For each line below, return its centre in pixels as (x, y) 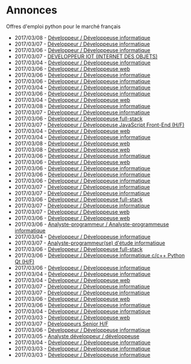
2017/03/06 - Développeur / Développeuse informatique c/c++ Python (100, 255)
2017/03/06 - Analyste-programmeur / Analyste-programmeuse (92, 224)
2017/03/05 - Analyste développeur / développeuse (77, 336)
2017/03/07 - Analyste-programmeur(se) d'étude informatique (90, 243)
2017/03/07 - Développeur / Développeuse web (72, 212)
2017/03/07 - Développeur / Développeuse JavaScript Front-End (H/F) (99, 125)
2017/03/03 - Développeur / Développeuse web (72, 317)
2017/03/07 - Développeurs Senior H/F (61, 324)
